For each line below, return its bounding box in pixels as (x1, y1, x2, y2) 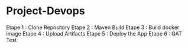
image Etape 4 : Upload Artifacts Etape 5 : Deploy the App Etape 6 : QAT (6, 30, 182, 37)
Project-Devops (6, 4, 85, 18)
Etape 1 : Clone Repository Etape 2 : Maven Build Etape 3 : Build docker (6, 24, 180, 31)
